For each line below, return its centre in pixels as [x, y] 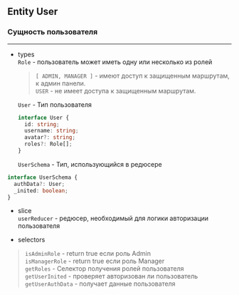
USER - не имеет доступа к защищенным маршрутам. [116, 90]
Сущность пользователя [53, 32]
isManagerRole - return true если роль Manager [95, 261]
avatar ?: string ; [50, 138]
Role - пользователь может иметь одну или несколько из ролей [115, 62]
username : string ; [52, 131]
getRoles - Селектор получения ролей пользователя [104, 269]
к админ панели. [60, 83]
